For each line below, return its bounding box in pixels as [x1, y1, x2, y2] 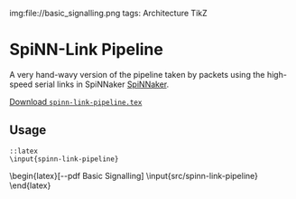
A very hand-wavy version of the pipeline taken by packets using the [9, 69, 265, 80]
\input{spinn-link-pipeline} [9, 154, 119, 164]
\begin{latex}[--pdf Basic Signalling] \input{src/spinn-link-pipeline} [9, 170, 259, 181]
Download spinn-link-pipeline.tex [9, 96, 143, 107]
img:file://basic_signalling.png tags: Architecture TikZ [9, 8, 208, 18]
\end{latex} [9, 180, 51, 191]
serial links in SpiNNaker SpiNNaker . [34, 79, 170, 90]
